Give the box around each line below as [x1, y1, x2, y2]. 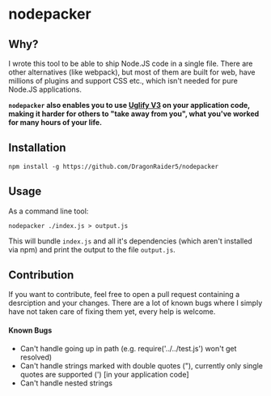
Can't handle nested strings [19, 378, 113, 388]
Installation [8, 141, 66, 155]
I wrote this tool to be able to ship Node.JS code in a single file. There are [8, 58, 253, 68]
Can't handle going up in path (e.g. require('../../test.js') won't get [19, 343, 237, 353]
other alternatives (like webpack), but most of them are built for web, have [8, 67, 256, 77]
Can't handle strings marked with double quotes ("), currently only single [19, 360, 263, 370]
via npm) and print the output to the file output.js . [8, 244, 176, 254]
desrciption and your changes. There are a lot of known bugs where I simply [8, 298, 263, 308]
